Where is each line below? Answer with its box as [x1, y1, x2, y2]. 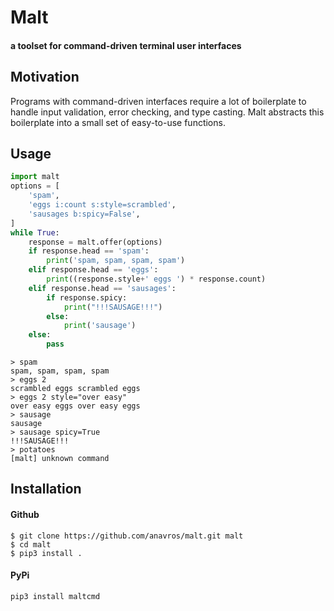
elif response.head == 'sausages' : [28, 283, 177, 293]
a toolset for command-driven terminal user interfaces [10, 39, 242, 51]
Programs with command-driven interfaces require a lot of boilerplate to [10, 95, 307, 107]
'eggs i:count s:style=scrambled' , [28, 200, 177, 210]
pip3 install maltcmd [10, 591, 101, 601]
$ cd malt [10, 539, 52, 550]
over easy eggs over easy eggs [10, 401, 141, 411]
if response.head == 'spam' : [28, 246, 150, 256]
